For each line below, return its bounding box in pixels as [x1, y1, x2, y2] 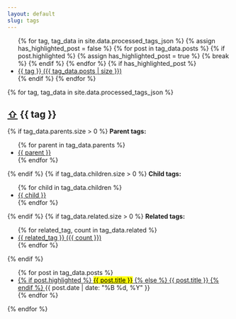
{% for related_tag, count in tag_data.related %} [17, 226, 157, 235]
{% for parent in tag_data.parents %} [17, 141, 125, 150]
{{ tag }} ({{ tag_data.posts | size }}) [17, 67, 123, 75]
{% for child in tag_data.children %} [17, 184, 123, 192]
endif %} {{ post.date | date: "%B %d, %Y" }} [17, 284, 150, 292]
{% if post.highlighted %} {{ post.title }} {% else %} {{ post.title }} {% [17, 276, 220, 284]
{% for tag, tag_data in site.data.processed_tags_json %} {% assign [17, 36, 216, 45]
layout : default [7, 10, 55, 18]
